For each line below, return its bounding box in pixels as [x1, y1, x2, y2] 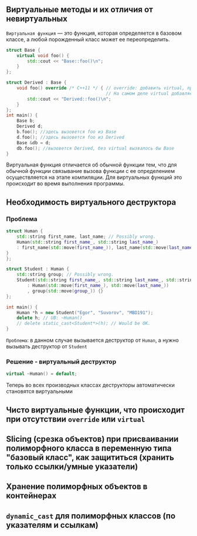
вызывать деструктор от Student [6, 343, 87, 349]
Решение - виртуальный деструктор [6, 357, 117, 365]
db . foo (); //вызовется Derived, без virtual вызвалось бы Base [16, 145, 175, 151]
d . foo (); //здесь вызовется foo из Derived [16, 134, 125, 140]
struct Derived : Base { [6, 79, 67, 86]
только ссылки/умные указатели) [6, 461, 138, 471]
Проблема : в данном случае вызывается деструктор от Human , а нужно [6, 337, 179, 344]
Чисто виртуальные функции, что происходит [6, 405, 185, 415]
